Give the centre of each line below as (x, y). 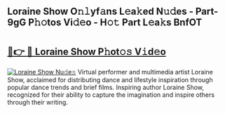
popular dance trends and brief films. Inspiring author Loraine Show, (106, 87)
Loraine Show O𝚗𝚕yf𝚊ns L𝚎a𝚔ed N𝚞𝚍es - (101, 12)
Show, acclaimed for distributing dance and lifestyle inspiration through (110, 80)
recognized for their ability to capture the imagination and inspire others (111, 95)
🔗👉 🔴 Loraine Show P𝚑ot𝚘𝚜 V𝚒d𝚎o (87, 52)
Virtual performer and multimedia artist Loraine (145, 72)
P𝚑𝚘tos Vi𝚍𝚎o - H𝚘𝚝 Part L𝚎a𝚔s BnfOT (115, 23)
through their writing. (38, 102)
